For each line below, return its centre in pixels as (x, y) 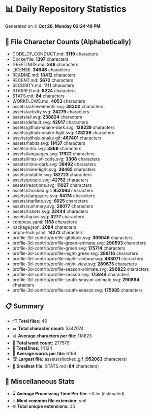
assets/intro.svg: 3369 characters (47, 148)
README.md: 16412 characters (44, 75)
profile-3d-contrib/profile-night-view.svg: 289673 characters (75, 264)
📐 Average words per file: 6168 (44, 353)
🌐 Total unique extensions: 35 (44, 406)
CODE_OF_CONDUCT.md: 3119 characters (55, 54)
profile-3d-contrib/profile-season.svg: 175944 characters (71, 274)
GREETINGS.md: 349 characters (45, 64)
